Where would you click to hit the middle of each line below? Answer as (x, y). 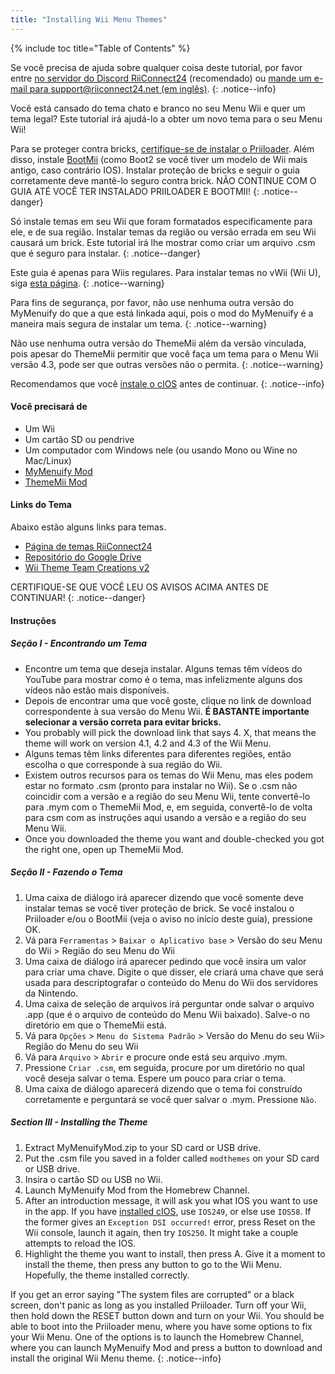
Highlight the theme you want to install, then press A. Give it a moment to (175, 1253)
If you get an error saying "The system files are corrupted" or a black (152, 1294)
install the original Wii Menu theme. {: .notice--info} (116, 1358)
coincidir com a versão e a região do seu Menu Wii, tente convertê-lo (167, 796)
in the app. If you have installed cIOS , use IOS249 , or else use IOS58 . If (168, 1211)
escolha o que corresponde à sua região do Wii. (123, 764)
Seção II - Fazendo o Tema (66, 872)
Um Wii (39, 428)
